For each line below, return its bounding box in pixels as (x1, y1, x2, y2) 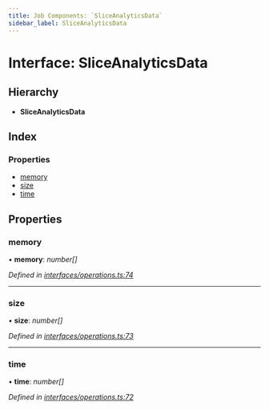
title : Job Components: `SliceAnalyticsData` (8, 11, 163, 20)
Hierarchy (8, 86, 59, 99)
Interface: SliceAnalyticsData (8, 54, 208, 72)
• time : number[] (8, 377, 64, 387)
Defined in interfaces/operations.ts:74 (8, 270, 134, 279)
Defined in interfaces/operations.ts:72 (8, 392, 134, 402)
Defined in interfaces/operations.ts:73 (8, 332, 134, 341)
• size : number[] (8, 316, 63, 325)
